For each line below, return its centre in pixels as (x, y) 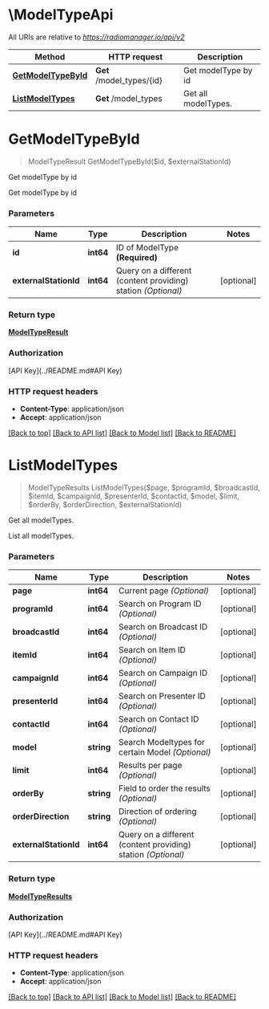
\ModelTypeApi (61, 15)
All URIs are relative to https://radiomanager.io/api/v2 (97, 37)
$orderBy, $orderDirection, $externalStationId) (105, 504)
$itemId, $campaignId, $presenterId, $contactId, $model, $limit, (134, 496)
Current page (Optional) (164, 591)
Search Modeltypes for (162, 743)
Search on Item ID (153, 650)
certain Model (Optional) (165, 752)
